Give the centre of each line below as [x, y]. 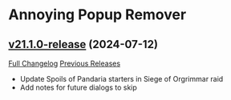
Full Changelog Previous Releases [65, 63]
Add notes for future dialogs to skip [79, 87]
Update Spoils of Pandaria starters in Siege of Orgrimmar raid [122, 79]
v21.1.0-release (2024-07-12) [83, 44]
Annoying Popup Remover [97, 15]
